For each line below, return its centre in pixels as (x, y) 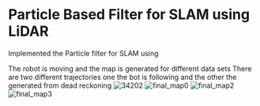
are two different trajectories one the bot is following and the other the (122, 77)
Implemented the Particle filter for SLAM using (84, 53)
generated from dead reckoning (60, 85)
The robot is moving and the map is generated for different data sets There (130, 68)
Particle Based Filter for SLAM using (129, 15)
